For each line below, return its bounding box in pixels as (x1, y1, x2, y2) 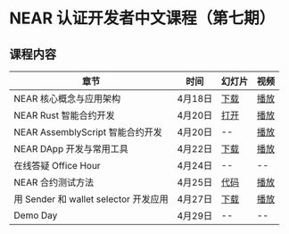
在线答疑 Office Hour (13, 160, 101, 171)
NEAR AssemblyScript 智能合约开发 (13, 126, 163, 138)
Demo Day (13, 209, 58, 221)
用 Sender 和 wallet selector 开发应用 (13, 193, 169, 205)
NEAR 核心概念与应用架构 (13, 93, 121, 104)
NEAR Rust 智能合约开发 (13, 109, 116, 121)
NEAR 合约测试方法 (13, 176, 95, 188)
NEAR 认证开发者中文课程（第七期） (9, 8, 276, 29)
